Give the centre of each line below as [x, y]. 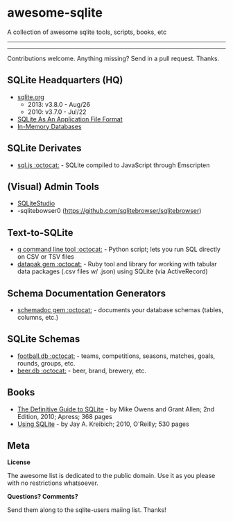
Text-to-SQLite [40, 233]
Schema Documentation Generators [87, 293]
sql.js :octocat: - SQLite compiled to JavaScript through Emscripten [113, 165]
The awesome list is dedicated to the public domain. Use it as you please [111, 476]
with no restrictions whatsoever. [53, 483]
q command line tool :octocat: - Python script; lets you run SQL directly [119, 249]
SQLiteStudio [36, 203]
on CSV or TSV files [45, 257]
